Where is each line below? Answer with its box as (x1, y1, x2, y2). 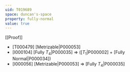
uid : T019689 (5, 7, 32, 12)
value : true (5, 21, 30, 26)
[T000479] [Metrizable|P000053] (12, 44, 81, 50)
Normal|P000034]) (12, 56, 51, 62)
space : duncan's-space (5, 12, 52, 17)
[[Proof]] (5, 35, 23, 40)
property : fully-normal (5, 16, 54, 21)
